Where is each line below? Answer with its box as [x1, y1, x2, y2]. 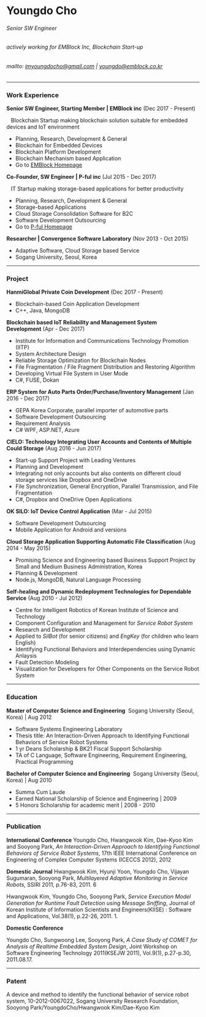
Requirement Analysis [15, 420, 71, 427]
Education [6, 693, 38, 701]
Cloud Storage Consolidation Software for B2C [15, 210, 134, 217]
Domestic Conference [6, 924, 64, 932]
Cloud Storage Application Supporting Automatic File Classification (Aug [6, 538, 196, 546]
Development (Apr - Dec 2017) [6, 325, 85, 332]
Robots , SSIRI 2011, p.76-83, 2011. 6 [6, 881, 97, 888]
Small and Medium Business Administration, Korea [15, 563, 143, 570]
